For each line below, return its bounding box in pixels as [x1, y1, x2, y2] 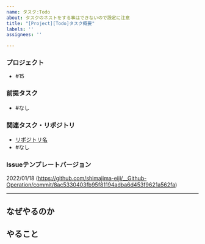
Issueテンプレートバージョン [6, 160, 92, 169]
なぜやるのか [6, 206, 55, 216]
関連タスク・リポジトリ [6, 120, 75, 129]
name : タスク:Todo [6, 9, 51, 15]
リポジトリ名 [15, 136, 48, 144]
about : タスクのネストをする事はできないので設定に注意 [6, 15, 130, 21]
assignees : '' [6, 32, 43, 38]
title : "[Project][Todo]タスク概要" [6, 20, 95, 26]
